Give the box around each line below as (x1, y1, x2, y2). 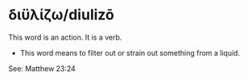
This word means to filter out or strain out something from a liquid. (19, 48, 240, 57)
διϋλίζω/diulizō (8, 6, 114, 24)
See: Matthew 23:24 (8, 63, 76, 74)
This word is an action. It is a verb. (8, 32, 122, 42)
